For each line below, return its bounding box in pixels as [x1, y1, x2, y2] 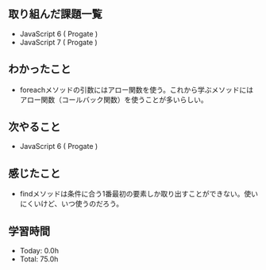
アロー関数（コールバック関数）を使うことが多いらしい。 [19, 94, 208, 105]
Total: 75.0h [19, 254, 59, 264]
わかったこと [8, 63, 71, 76]
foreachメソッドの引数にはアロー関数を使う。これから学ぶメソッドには [19, 85, 254, 94]
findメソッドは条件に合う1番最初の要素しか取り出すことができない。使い [19, 189, 258, 199]
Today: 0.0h [19, 246, 60, 256]
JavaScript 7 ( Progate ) [19, 37, 98, 47]
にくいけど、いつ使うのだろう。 [19, 199, 124, 208]
